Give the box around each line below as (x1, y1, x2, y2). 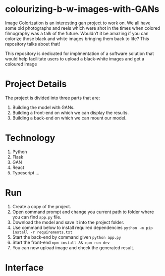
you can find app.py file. (12, 214, 61, 220)
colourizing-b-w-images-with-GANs (5, 3, 160, 15)
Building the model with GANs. (12, 104, 75, 110)
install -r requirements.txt (12, 229, 73, 235)
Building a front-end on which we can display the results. (12, 110, 129, 115)
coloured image (5, 61, 37, 67)
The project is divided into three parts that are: (5, 95, 100, 101)
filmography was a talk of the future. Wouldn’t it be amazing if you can (5, 30, 149, 36)
